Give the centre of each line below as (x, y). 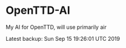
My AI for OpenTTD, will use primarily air (56, 27)
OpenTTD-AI (38, 10)
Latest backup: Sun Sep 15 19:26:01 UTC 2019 (63, 38)
